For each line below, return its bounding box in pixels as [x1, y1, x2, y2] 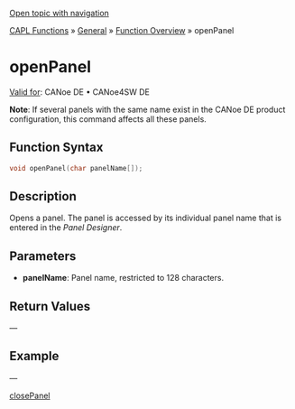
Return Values [9, 298, 91, 314]
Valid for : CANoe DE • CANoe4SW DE [9, 86, 151, 98]
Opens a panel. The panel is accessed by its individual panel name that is [9, 212, 282, 224]
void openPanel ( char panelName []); [9, 163, 143, 172]
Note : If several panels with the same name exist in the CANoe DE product [9, 104, 286, 115]
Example [9, 349, 60, 364]
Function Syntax [9, 140, 104, 155]
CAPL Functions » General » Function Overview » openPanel [9, 25, 235, 35]
